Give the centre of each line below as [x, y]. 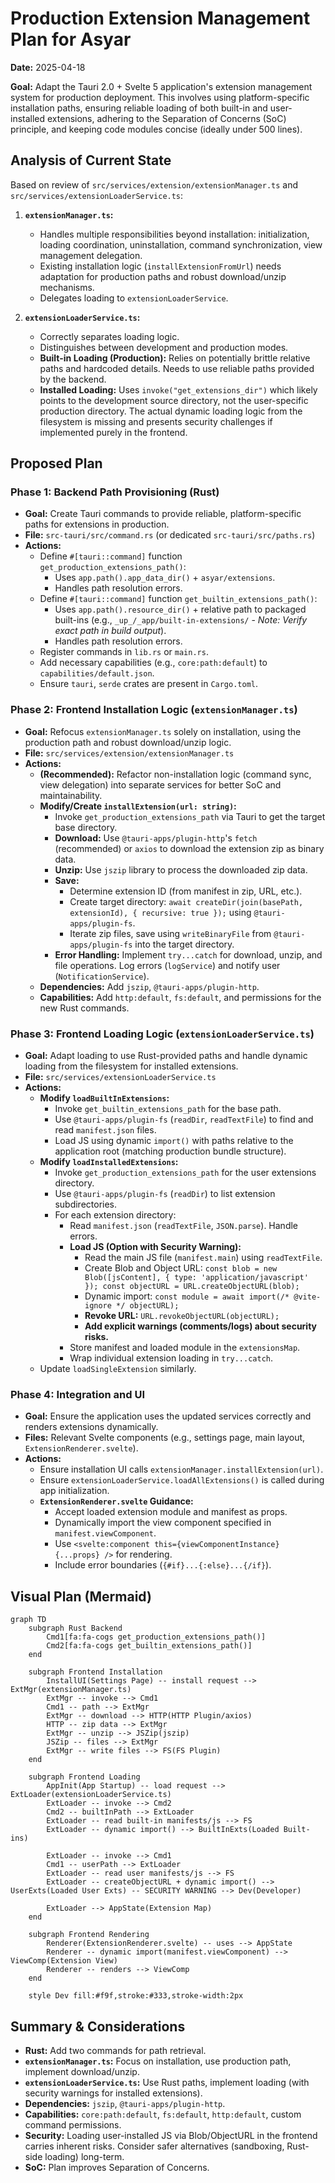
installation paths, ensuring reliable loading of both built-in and [139, 108]
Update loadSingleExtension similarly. [118, 1369]
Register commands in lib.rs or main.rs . [124, 652]
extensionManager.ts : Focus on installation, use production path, [158, 2061]
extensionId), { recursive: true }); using [160, 912]
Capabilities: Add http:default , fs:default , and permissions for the [180, 997]
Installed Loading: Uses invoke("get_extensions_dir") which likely [178, 389]
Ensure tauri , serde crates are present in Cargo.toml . [149, 684]
